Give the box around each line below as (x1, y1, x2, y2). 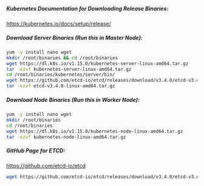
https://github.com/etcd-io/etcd (6, 162, 86, 170)
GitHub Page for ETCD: (6, 147, 66, 154)
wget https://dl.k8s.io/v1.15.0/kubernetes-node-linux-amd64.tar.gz (6, 128, 183, 135)
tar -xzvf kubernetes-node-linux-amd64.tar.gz (6, 134, 126, 140)
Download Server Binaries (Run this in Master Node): (6, 34, 143, 41)
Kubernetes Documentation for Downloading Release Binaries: (6, 5, 169, 12)
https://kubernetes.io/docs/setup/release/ (6, 20, 111, 27)
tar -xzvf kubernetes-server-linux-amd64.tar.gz (6, 66, 132, 72)
